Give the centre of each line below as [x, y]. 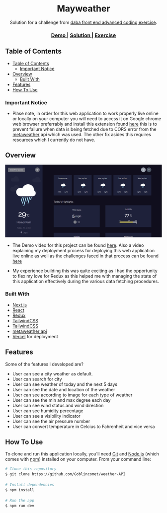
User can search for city [37, 379]
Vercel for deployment [35, 336]
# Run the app [20, 500]
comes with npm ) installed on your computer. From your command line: [78, 459]
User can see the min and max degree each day [61, 400]
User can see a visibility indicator [46, 416]
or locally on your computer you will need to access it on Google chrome [87, 118]
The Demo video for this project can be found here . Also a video [78, 245]
